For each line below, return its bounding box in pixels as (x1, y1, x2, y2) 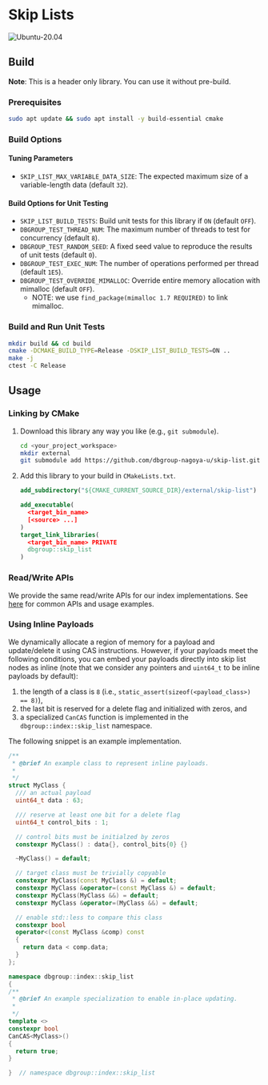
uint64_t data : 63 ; (15, 797, 84, 805)
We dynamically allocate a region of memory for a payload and (8, 637, 215, 647)
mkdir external (19, 449, 71, 458)
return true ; (15, 1047, 59, 1055)
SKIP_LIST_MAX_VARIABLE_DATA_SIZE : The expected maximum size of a (19, 171, 249, 181)
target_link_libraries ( (19, 530, 100, 538)
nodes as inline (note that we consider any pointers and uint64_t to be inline (8, 663, 260, 672)
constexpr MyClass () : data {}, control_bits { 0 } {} (15, 840, 188, 849)
